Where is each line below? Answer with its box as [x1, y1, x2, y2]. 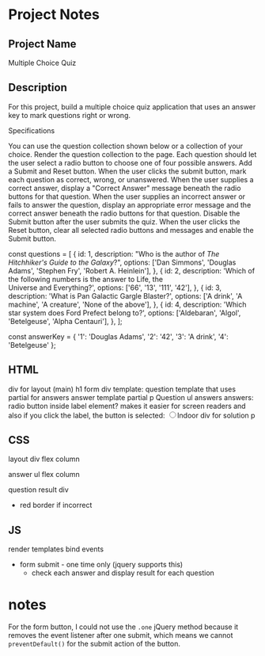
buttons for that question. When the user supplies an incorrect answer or [8, 192, 246, 201]
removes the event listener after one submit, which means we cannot [8, 631, 233, 640]
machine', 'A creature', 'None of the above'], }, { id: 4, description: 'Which [8, 299, 247, 309]
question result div [8, 485, 69, 494]
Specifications [8, 125, 55, 135]
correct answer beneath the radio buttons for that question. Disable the [8, 208, 240, 218]
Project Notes [8, 6, 100, 24]
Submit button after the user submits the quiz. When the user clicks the [8, 216, 240, 227]
